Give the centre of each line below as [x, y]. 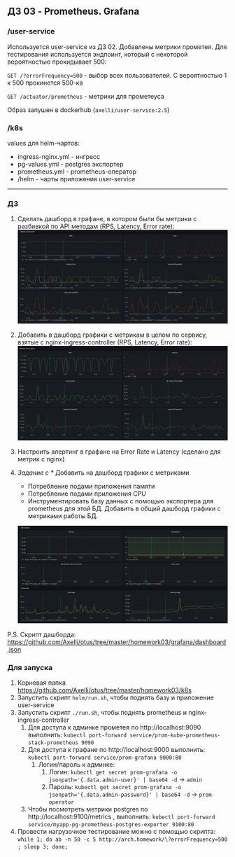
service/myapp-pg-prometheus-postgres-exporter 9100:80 [111, 825]
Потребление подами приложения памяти [91, 487]
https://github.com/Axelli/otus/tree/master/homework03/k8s [105, 690]
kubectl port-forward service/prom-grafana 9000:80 [105, 758]
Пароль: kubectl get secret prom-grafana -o [115, 787]
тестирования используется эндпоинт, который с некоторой [98, 54]
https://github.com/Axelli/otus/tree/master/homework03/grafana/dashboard [117, 642]
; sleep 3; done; [43, 847]
